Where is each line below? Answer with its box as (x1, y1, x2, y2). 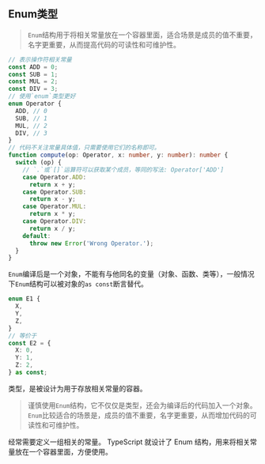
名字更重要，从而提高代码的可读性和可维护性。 (27, 40, 180, 49)
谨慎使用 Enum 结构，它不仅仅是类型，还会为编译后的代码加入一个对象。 (27, 400, 257, 409)
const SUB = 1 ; (8, 70, 59, 78)
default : (22, 232, 51, 240)
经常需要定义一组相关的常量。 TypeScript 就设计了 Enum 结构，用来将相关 (8, 437, 251, 447)
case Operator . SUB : (22, 188, 87, 196)
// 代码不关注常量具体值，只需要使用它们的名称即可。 (8, 144, 161, 152)
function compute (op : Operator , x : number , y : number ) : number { (8, 151, 229, 160)
